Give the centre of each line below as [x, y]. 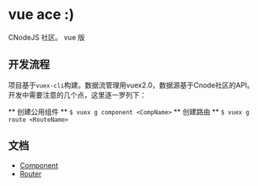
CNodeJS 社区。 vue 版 [47, 37]
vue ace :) [41, 15]
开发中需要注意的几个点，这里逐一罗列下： [77, 95]
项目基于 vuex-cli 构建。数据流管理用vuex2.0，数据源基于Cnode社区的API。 [131, 85]
